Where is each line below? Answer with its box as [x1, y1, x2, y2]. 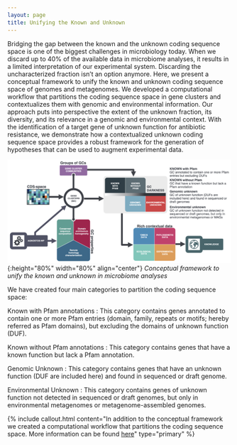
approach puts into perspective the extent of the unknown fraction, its [7, 107, 212, 116]
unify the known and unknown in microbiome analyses [7, 272, 168, 280]
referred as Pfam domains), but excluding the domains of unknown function [7, 322, 228, 331]
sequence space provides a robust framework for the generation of [7, 137, 204, 146]
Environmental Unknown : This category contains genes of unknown [7, 386, 207, 395]
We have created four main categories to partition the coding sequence [7, 285, 216, 294]
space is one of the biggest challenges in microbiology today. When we [7, 47, 216, 55]
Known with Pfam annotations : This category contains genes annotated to [7, 306, 226, 316]
